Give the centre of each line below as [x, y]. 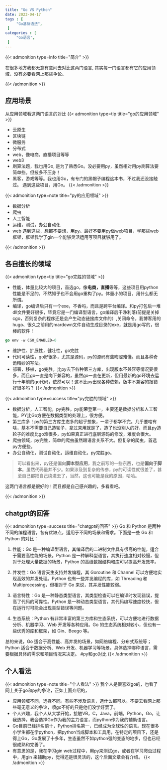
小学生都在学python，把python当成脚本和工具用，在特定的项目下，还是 [85, 732]
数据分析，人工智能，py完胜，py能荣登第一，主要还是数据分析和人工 [83, 409]
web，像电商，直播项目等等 [41, 154]
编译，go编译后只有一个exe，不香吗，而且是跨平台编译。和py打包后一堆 [86, 306]
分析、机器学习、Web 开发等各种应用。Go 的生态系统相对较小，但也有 [84, 625]
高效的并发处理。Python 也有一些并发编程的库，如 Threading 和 [82, 579]
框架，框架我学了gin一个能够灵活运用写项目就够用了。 [68, 237]
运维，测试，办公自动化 [36, 224]
